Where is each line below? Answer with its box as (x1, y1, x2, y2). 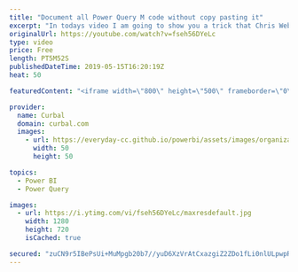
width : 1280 (25, 217, 69, 226)
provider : (9, 103, 46, 112)
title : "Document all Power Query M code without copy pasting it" (9, 12, 264, 22)
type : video (9, 37, 53, 47)
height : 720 (25, 225, 69, 235)
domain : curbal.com (17, 119, 90, 128)
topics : (9, 167, 38, 177)
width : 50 (32, 144, 69, 153)
